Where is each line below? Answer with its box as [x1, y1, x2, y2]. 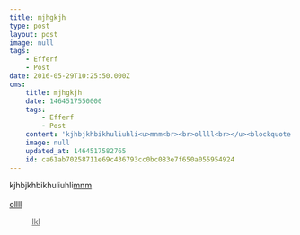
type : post [9, 22, 50, 30]
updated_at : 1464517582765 [25, 146, 127, 155]
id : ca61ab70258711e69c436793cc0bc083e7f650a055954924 [25, 154, 235, 164]
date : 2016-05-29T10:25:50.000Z [9, 72, 130, 81]
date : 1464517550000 [25, 96, 102, 106]
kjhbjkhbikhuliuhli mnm [9, 179, 93, 190]
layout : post [9, 30, 58, 39]
